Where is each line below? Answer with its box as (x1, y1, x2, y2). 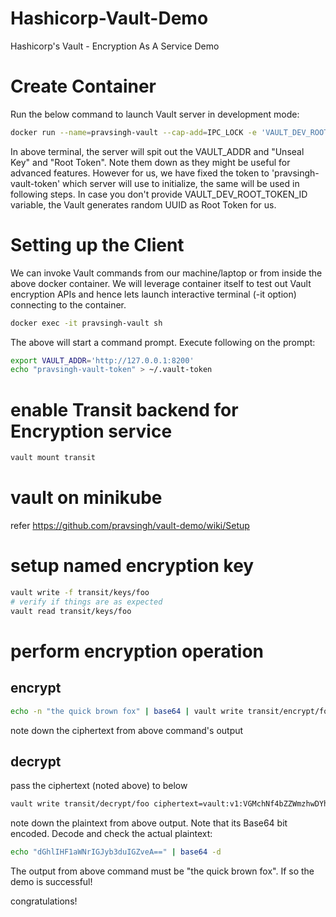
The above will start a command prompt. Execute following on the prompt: (10, 336, 316, 348)
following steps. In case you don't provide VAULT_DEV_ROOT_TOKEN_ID (10, 188, 308, 200)
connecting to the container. (10, 298, 127, 311)
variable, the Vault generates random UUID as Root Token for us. (10, 198, 277, 211)
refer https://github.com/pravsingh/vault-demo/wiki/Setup (10, 520, 250, 532)
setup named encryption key (10, 555, 255, 577)
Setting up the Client (10, 233, 185, 256)
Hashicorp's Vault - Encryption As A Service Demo (10, 40, 220, 52)
